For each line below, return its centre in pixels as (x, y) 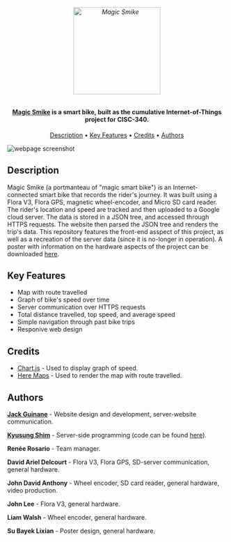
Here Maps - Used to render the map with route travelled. (99, 375)
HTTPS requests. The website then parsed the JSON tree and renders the (113, 224)
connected (23, 194)
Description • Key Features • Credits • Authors (117, 135)
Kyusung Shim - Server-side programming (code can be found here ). (107, 435)
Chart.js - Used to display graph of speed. (78, 368)
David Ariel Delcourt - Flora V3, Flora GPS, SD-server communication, (109, 462)
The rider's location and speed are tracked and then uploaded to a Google (113, 209)
